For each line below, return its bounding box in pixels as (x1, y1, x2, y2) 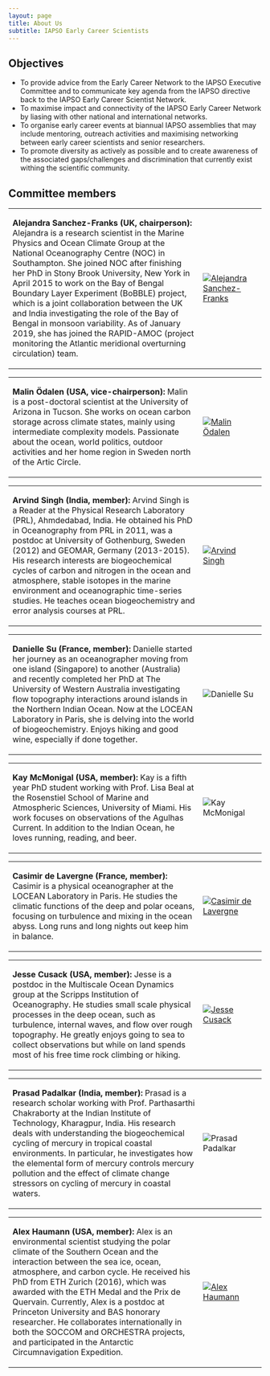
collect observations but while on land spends (12, 1039, 186, 1050)
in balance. (12, 931, 54, 941)
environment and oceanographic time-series (12, 585, 182, 596)
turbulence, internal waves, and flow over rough (12, 1019, 193, 1030)
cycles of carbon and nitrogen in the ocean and (12, 565, 191, 575)
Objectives (8, 56, 64, 70)
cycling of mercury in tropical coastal (12, 1138, 153, 1149)
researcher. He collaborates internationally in (12, 1317, 182, 1327)
